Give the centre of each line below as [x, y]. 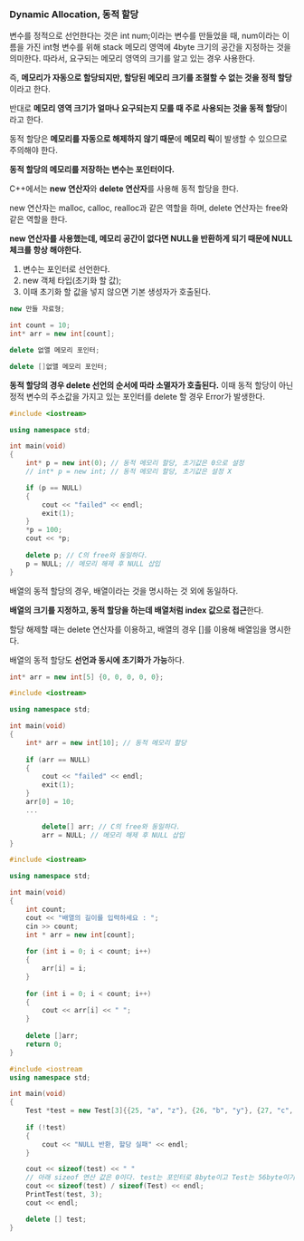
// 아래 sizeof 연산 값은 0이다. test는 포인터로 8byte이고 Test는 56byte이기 [161, 1178]
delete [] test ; [57, 1219]
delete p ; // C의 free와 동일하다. [87, 555]
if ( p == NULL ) [54, 488]
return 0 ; [44, 1044]
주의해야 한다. [34, 150]
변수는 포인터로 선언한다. [66, 269]
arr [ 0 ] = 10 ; [50, 802]
